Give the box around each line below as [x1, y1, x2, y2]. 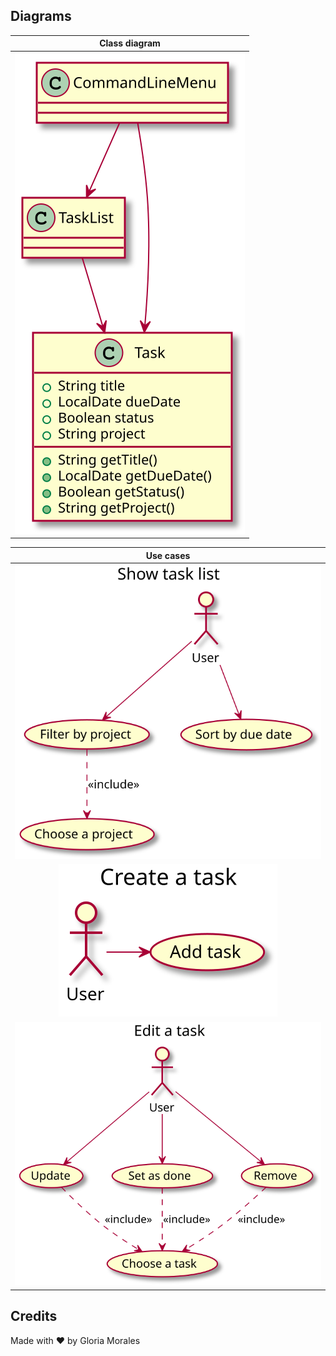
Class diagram [99, 37, 161, 49]
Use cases [145, 549, 191, 561]
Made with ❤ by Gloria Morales [10, 1334, 141, 1346]
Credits [10, 1308, 58, 1325]
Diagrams [10, 8, 72, 25]
